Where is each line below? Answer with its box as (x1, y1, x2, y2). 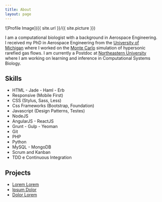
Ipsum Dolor (12, 187, 37, 193)
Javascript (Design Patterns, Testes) (12, 108, 85, 114)
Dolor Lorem (12, 192, 37, 198)
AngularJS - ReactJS (12, 118, 54, 124)
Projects (5, 168, 31, 177)
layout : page (5, 12, 32, 17)
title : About (5, 7, 32, 12)
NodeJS (12, 113, 29, 119)
